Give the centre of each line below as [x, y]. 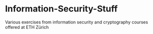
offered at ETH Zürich [27, 27]
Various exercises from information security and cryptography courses [76, 22]
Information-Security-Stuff [61, 9]
